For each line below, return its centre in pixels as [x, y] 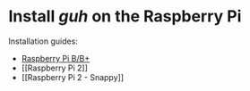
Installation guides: [43, 41]
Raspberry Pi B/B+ [56, 58]
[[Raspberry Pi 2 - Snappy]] [73, 77]
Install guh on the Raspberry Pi [125, 17]
